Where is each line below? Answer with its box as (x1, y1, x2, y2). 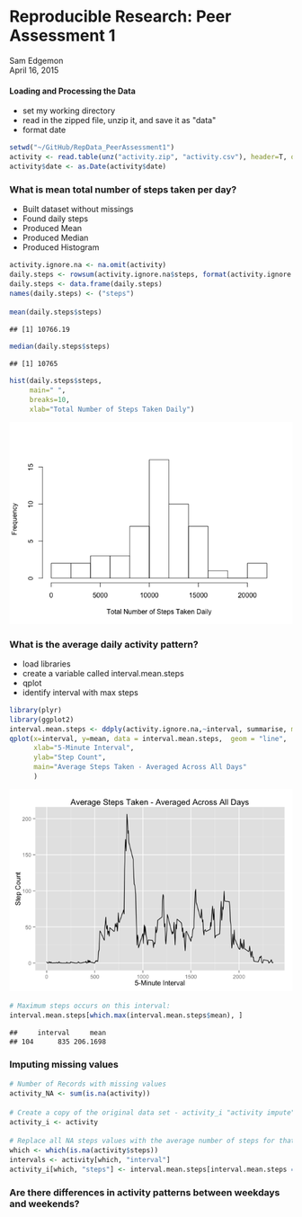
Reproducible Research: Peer (9, 6, 232, 27)
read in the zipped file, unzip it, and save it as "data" (22, 115, 217, 126)
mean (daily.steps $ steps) (9, 308, 102, 317)
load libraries (22, 658, 71, 669)
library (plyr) (9, 705, 63, 714)
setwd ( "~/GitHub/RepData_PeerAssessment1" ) (9, 143, 175, 152)
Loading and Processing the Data (9, 85, 137, 96)
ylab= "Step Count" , (32, 753, 106, 762)
